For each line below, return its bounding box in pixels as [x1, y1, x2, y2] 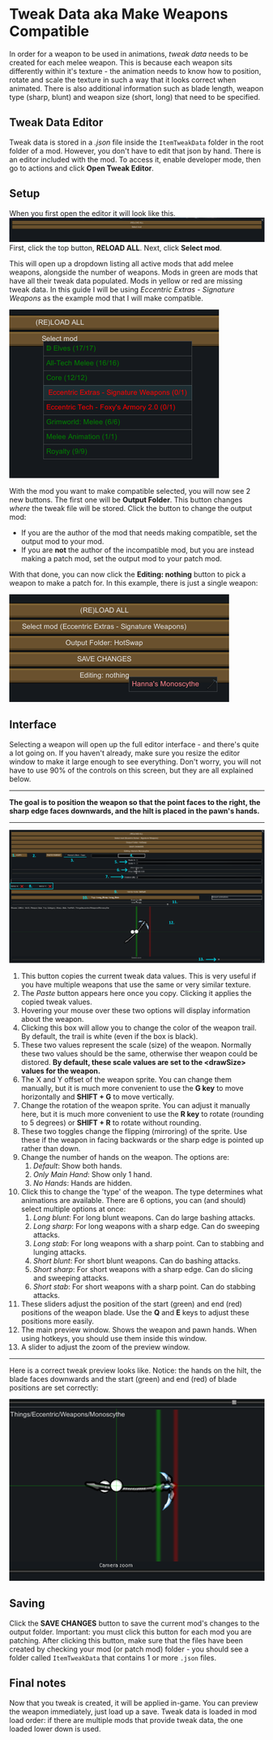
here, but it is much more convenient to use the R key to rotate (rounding [20, 1109, 264, 1119]
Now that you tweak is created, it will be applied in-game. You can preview [9, 1698, 258, 1708]
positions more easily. [20, 1316, 94, 1326]
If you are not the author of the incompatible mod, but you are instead [20, 545, 254, 555]
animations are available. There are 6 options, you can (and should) [20, 1195, 246, 1205]
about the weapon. [20, 1014, 84, 1024]
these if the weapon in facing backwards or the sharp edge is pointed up [20, 1135, 264, 1145]
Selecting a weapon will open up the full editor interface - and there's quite [9, 739, 259, 749]
